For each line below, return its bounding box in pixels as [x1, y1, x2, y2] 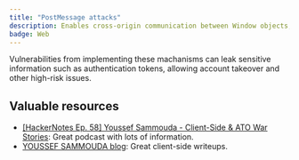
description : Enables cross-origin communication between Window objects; [9, 21, 293, 30]
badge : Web [9, 29, 50, 38]
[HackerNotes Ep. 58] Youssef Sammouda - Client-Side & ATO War [21, 122, 269, 133]
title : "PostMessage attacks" [9, 12, 122, 22]
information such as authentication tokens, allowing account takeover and [9, 63, 280, 74]
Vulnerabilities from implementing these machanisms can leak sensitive [9, 54, 271, 65]
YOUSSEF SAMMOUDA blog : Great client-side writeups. [21, 141, 229, 152]
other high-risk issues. [9, 73, 92, 84]
